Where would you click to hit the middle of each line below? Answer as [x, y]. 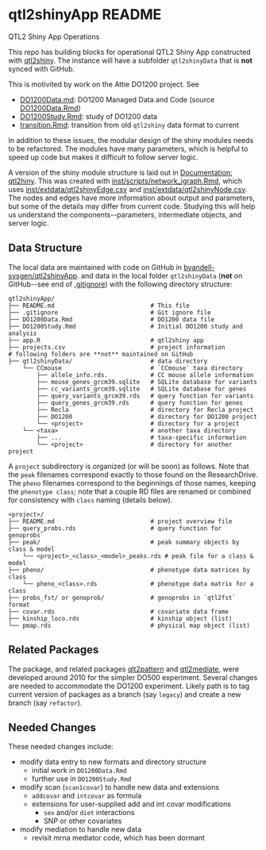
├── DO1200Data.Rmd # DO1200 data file [112, 319]
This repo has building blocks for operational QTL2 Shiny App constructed [130, 52]
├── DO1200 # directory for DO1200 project [147, 417]
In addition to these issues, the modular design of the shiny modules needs [131, 140]
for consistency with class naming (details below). [91, 500]
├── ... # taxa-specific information [142, 437]
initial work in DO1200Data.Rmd [79, 771]
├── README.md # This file [99, 306]
